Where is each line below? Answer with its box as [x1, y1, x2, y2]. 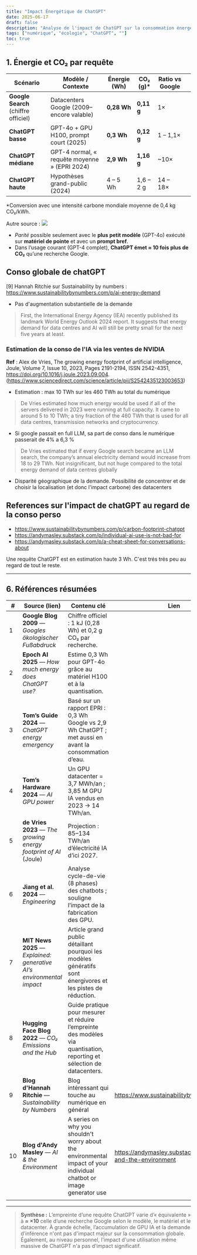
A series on [67, 1115, 99, 1123]
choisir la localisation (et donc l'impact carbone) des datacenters [14, 483, 172, 490]
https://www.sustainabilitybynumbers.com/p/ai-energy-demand [6, 289, 161, 296]
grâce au [67, 665, 93, 673]
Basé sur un [67, 696, 101, 704]
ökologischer [22, 633, 59, 642]
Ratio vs [158, 74, 182, 83]
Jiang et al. [22, 883, 54, 891]
